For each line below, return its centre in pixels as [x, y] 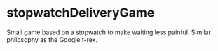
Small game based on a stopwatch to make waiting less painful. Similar [109, 32]
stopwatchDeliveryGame [81, 13]
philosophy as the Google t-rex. [52, 39]
